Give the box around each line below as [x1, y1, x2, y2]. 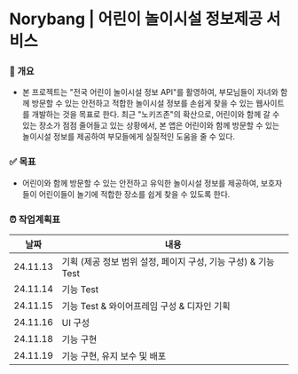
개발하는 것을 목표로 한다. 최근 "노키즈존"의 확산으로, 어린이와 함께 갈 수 [31, 109, 280, 120]
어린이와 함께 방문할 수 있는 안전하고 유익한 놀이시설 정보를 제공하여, [21, 178, 259, 188]
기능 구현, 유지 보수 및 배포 [61, 350, 167, 362]
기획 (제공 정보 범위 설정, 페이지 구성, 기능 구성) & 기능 [61, 256, 275, 268]
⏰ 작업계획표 [9, 213, 60, 226]
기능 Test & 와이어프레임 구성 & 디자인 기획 [61, 300, 231, 313]
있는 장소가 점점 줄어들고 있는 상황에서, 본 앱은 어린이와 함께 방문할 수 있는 [21, 120, 280, 131]
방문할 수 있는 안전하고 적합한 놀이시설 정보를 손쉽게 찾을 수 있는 [31, 98, 255, 108]
